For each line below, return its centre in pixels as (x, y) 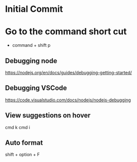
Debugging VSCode (36, 88)
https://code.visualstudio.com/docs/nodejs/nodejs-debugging (68, 100)
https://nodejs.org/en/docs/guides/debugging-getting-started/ (68, 72)
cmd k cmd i (18, 127)
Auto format (24, 143)
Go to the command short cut (66, 32)
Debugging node (31, 61)
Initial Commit (34, 9)
